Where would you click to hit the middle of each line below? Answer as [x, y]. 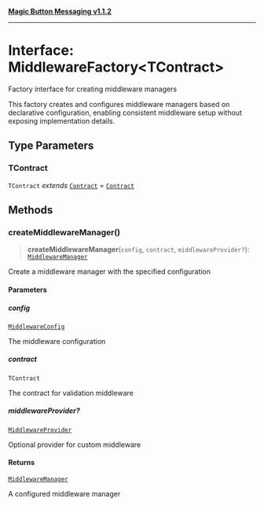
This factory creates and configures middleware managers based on [119, 104]
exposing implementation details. [62, 120]
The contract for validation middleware [71, 393]
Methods [31, 211]
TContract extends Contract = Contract [71, 185]
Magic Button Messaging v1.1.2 [60, 11]
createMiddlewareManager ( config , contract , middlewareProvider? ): [138, 249]
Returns [22, 463]
